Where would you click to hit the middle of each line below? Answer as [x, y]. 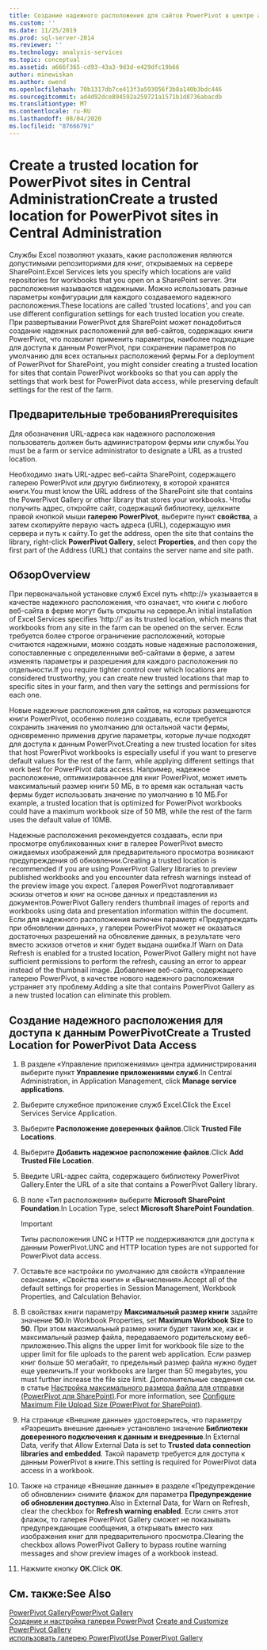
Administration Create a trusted [114, 199]
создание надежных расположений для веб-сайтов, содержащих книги [131, 331]
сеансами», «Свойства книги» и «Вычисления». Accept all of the [129, 1280]
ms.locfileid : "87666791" [51, 126]
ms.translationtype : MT [48, 104]
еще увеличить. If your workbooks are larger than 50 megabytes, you [134, 1371]
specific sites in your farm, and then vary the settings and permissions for [130, 687]
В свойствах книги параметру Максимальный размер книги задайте [139, 1312]
